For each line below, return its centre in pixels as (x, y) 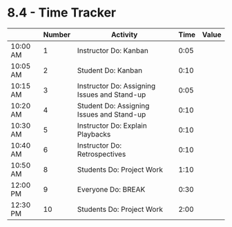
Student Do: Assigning (113, 106)
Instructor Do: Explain (112, 126)
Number (57, 34)
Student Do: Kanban (110, 70)
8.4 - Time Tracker (61, 13)
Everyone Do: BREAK (111, 189)
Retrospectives (101, 154)
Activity (125, 34)
